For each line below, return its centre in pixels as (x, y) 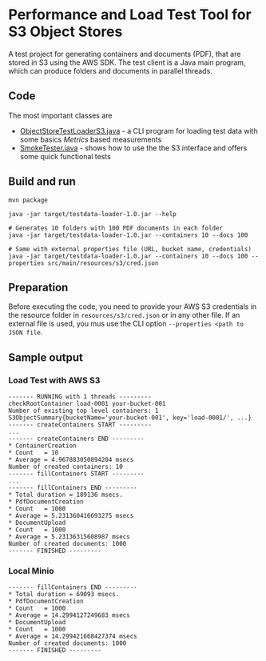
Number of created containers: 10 (66, 467)
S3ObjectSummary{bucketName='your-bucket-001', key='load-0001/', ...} (130, 418)
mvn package (28, 200)
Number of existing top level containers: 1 (83, 411)
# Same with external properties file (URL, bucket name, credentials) (130, 249)
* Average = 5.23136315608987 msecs (69, 537)
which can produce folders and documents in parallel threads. (111, 70)
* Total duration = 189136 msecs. (66, 495)
